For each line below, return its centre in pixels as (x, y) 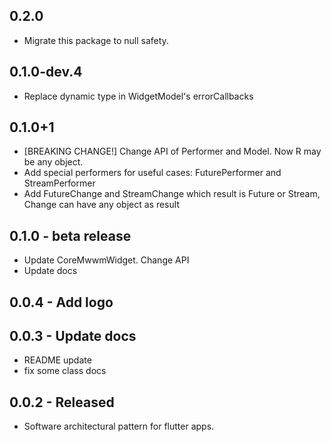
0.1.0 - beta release (70, 235)
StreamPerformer (59, 183)
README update (57, 360)
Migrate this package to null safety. (96, 40)
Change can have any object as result (101, 205)
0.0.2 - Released (62, 402)
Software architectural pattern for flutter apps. (119, 426)
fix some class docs (65, 371)
